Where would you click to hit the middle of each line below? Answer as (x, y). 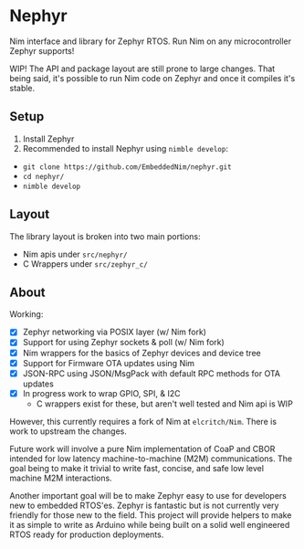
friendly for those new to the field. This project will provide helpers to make (151, 515)
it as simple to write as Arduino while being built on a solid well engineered (150, 524)
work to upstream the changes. (68, 431)
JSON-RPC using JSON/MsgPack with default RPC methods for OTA (152, 373)
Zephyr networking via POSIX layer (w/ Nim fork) (115, 332)
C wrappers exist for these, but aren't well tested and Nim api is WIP (165, 404)
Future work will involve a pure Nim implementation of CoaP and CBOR (142, 449)
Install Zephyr (48, 139)
